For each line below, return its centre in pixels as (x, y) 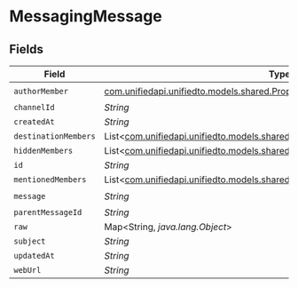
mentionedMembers (50, 180)
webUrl (27, 270)
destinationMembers (55, 136)
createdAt (34, 122)
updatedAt (34, 256)
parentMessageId (48, 212)
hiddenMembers (43, 151)
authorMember (41, 91)
